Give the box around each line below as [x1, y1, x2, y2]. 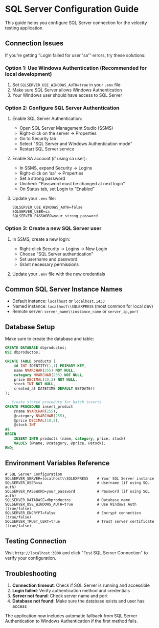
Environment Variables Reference [5, 459, 110, 467]
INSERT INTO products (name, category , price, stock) [14, 436, 126, 441]
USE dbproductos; [5, 350, 41, 355]
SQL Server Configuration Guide [5, 3, 139, 15]
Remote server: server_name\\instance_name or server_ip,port [12, 309, 138, 314]
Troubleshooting [5, 569, 57, 578]
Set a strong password [19, 175, 65, 181]
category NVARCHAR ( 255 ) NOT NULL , [14, 372, 84, 377]
